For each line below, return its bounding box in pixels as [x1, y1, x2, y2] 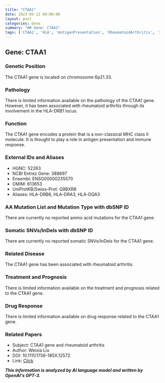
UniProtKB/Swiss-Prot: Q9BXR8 [12, 186, 77, 192]
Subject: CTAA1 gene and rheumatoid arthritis [12, 342, 105, 348]
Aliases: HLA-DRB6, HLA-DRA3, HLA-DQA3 [12, 191, 101, 197]
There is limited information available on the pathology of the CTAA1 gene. [5, 97, 155, 103]
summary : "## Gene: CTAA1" [5, 26, 60, 30]
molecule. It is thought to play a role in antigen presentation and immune [5, 137, 151, 142]
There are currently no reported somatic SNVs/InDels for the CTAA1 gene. [5, 238, 155, 244]
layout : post [5, 16, 32, 21]
